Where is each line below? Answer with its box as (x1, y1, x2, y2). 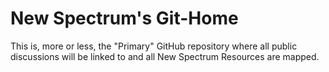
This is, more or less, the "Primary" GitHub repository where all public (10, 40, 298, 52)
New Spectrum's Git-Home (10, 7, 239, 30)
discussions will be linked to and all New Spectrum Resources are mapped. (10, 50, 320, 62)
